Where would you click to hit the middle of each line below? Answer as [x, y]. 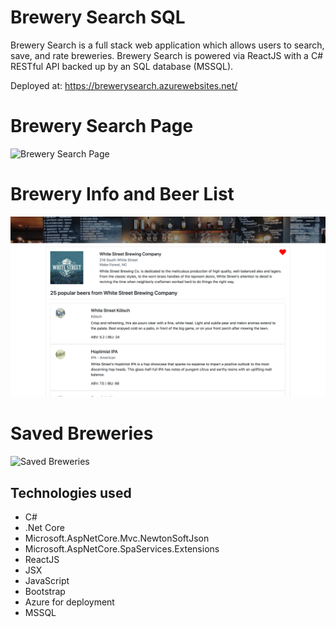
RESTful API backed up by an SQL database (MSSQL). [122, 66]
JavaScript [47, 580]
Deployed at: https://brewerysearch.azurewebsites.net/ [124, 85]
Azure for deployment [69, 602]
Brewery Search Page [102, 126]
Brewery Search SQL [98, 17]
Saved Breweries [82, 433]
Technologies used [71, 492]
